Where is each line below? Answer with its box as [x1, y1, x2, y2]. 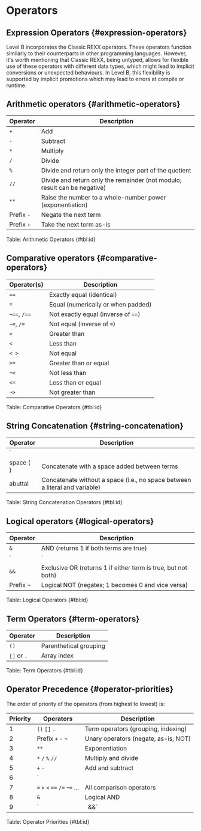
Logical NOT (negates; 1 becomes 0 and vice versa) [41, 581, 188, 589]
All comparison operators [84, 783, 156, 791]
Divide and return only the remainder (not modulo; [41, 175, 182, 184]
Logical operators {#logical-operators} [6, 516, 154, 526]
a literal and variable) [41, 483, 100, 492]
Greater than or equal [49, 359, 109, 367]
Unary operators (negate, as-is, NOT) [84, 734, 191, 743]
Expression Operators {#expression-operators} [6, 28, 187, 38]
